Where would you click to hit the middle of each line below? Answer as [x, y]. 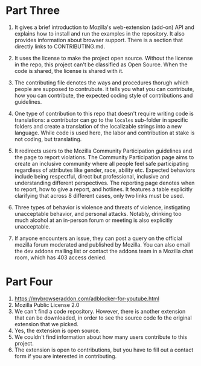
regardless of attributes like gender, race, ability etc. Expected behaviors [105, 170]
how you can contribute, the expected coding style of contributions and [104, 95]
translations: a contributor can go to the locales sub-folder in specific [101, 120]
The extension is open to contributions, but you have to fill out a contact [104, 350]
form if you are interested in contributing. [65, 356]
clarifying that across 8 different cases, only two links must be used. [99, 195]
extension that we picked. [46, 324]
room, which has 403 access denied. [60, 257]
